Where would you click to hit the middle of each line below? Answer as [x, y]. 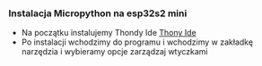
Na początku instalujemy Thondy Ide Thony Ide [109, 33]
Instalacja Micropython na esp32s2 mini [98, 13]
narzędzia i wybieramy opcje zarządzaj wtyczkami [114, 52]
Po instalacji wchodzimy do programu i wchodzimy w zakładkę [137, 42]
